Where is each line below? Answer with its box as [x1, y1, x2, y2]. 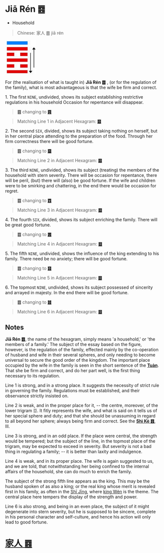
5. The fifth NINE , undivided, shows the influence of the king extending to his [5, 250, 160, 257]
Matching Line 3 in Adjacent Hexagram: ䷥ [17, 207, 102, 213]
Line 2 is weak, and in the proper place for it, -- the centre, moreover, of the [5, 403, 158, 409]
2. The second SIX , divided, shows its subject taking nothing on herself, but [5, 128, 158, 134]
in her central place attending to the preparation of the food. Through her [5, 133, 153, 139]
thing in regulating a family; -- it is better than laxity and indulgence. [5, 449, 142, 454]
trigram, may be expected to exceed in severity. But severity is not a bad [5, 444, 152, 449]
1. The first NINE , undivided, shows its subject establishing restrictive [5, 94, 143, 100]
